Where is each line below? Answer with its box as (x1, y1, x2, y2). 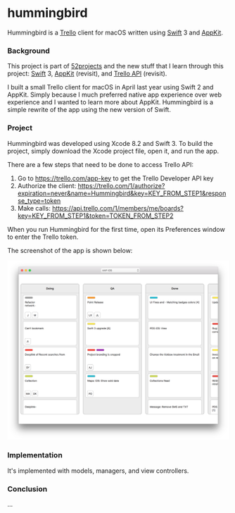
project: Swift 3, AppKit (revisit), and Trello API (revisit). (7, 69, 167, 78)
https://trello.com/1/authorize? (77, 181, 165, 190)
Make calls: (17, 204, 51, 212)
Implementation (7, 450, 63, 460)
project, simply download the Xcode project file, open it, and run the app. (7, 147, 220, 155)
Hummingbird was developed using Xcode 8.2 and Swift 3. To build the (7, 139, 213, 147)
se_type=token (17, 196, 61, 205)
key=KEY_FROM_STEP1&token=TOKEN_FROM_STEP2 (17, 211, 174, 220)
